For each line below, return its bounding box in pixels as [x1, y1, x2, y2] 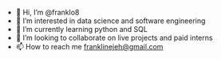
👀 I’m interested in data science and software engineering [15, 16, 206, 26]
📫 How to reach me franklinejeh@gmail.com [15, 42, 164, 51]
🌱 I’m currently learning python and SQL [15, 25, 148, 33]
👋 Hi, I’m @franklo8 [15, 8, 80, 17]
